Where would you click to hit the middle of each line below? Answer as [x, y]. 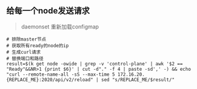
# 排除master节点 [26, 39]
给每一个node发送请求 [48, 11]
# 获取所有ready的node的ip [38, 45]
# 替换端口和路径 [25, 58]
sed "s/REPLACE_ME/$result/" [138, 80]
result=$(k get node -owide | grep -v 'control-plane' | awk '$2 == [95, 64]
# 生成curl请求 [24, 52]
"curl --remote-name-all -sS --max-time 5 [61, 74]
